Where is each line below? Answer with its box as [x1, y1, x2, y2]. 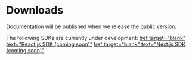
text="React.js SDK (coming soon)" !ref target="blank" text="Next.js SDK [6, 41, 186, 48]
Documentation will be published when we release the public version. [6, 23, 177, 30]
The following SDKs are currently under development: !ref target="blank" [6, 34, 186, 41]
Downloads [6, 4, 64, 17]
